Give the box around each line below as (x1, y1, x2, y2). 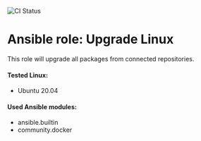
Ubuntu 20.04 (17, 87, 59, 95)
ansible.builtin (17, 118, 59, 127)
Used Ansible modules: (7, 102, 78, 111)
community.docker (17, 125, 73, 134)
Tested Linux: (7, 70, 48, 79)
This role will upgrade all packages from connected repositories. (7, 54, 195, 63)
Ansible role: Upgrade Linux (7, 32, 174, 47)
